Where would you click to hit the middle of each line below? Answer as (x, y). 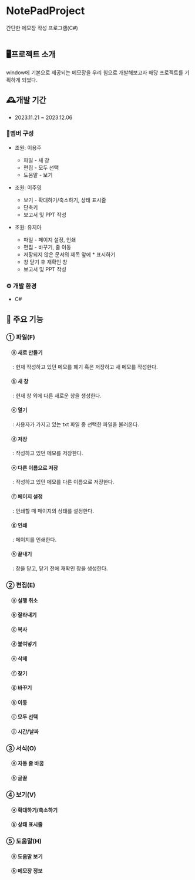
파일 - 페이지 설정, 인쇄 (50, 239)
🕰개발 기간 (26, 100)
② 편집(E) (21, 585)
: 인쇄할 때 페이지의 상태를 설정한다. (53, 510)
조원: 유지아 (28, 227)
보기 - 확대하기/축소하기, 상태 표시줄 (65, 200)
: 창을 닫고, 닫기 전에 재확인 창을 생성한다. (60, 568)
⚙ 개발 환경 (21, 286)
